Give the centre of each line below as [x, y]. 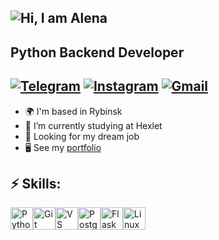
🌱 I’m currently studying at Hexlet [93, 125]
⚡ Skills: [36, 183]
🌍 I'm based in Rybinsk [73, 111]
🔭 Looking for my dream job [82, 136]
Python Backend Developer [97, 52]
